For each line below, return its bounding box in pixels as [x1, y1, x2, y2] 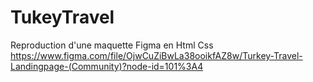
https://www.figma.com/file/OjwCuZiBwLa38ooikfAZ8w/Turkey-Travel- [10, 49, 303, 61]
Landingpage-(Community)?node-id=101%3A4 [10, 60, 204, 72]
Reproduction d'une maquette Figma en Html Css [10, 39, 214, 51]
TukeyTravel [10, 6, 115, 29]
